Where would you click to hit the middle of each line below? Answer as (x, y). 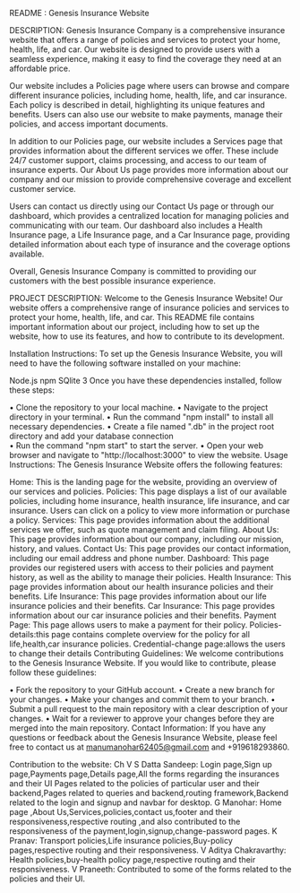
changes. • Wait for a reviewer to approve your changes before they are (142, 718)
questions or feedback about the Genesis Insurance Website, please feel (143, 737)
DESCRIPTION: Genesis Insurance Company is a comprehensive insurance (147, 30)
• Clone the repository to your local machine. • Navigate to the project (139, 407)
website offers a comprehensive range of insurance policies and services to (149, 308)
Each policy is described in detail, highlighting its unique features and (137, 105)
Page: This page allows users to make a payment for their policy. (129, 625)
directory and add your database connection (92, 436)
